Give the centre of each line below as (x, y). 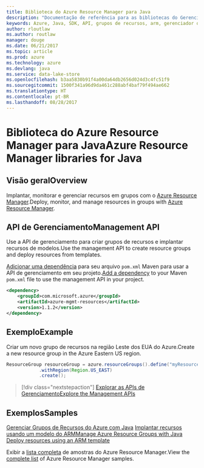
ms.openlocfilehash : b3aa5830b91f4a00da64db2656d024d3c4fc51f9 (88, 80)
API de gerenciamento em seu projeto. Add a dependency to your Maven (97, 273)
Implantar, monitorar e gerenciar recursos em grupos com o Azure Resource (102, 195)
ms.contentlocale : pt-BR (38, 97)
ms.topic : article (29, 52)
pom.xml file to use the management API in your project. (75, 280)
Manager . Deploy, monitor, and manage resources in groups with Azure (95, 202)
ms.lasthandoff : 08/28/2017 (42, 102)
